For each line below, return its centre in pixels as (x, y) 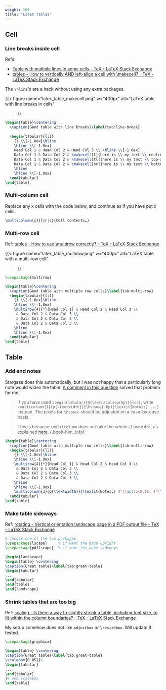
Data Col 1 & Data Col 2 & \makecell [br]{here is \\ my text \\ (82, 164)
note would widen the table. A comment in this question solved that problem (83, 387)
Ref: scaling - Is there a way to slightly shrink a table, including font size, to (82, 613)
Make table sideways (31, 514)
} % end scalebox (22, 679)
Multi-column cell (27, 195)
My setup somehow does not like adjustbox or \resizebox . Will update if (78, 628)
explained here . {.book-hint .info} (51, 432)
